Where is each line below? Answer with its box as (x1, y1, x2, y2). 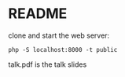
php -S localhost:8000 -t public (8, 46, 118, 53)
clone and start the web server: (8, 31, 110, 40)
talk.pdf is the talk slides (8, 60, 87, 69)
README (8, 5, 68, 23)
